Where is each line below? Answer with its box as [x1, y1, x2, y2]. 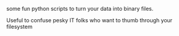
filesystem [6, 23, 32, 30]
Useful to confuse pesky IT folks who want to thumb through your [6, 17, 173, 23]
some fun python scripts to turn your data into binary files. [6, 5, 154, 12]
